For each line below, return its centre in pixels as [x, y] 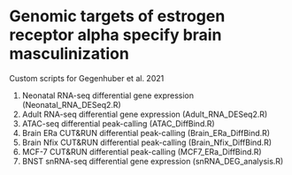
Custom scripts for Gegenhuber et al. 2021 [87, 78]
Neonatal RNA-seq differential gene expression [108, 95]
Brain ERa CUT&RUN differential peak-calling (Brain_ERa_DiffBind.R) [146, 133]
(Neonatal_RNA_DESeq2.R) [71, 104]
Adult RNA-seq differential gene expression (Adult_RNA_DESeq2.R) [145, 114]
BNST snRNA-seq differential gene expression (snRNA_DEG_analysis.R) [153, 161]
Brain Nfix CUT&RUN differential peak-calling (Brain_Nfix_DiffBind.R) [147, 142]
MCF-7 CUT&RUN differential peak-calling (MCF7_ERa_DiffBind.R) [142, 151]
